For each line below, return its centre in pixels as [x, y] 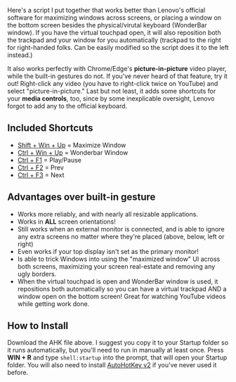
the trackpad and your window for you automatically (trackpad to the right [114, 40]
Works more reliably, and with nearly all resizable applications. [108, 214]
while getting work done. [53, 304]
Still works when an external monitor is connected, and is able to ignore [121, 229]
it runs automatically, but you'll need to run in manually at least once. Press [116, 350]
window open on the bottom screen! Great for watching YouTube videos [122, 296]
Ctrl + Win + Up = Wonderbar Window [73, 152]
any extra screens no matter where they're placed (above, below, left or [121, 236]
